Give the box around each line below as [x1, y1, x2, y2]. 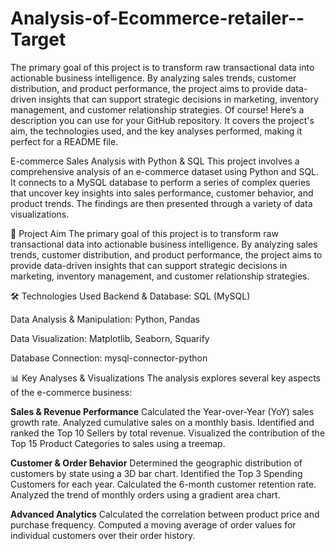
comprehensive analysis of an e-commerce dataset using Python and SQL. [10, 165, 320, 177]
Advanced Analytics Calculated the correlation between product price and [10, 508, 320, 520]
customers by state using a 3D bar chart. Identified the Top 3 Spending [10, 467, 303, 479]
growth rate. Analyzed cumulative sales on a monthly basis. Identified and [10, 416, 315, 428]
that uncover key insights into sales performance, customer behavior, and [10, 187, 314, 199]
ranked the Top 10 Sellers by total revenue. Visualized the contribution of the [10, 427, 326, 439]
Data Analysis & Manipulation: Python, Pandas [10, 313, 200, 325]
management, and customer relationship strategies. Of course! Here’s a [10, 103, 305, 116]
